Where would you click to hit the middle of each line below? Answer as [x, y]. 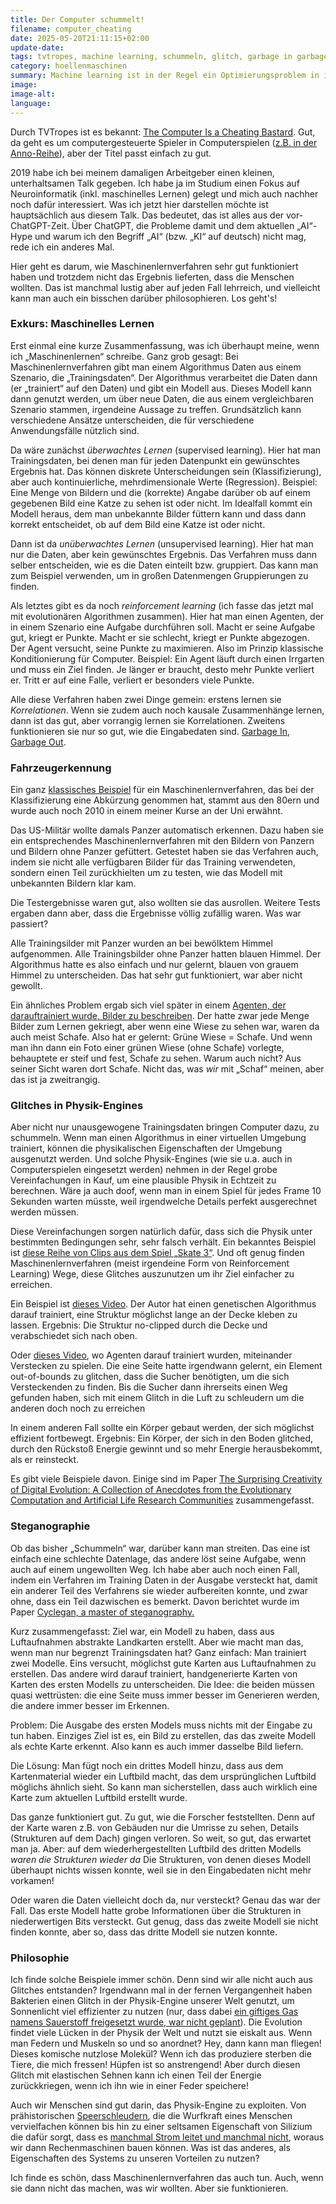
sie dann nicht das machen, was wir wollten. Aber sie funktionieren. [149, 2188]
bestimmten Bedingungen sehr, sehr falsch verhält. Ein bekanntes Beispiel [163, 1242]
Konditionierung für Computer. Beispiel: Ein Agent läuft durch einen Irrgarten [167, 658]
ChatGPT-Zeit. [40, 225]
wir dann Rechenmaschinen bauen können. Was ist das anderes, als [150, 2147]
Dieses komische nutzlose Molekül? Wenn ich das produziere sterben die [161, 2053]
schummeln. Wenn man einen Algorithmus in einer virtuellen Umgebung [158, 1138]
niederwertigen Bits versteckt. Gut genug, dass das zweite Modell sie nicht [164, 1921]
